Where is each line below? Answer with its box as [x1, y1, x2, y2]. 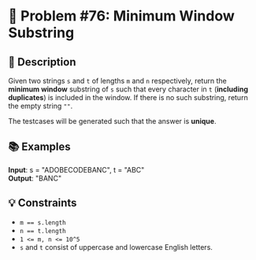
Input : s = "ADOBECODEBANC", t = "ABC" [8, 165, 145, 174]
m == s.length [19, 218, 66, 227]
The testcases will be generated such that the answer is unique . [8, 117, 217, 125]
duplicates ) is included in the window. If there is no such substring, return [8, 93, 248, 102]
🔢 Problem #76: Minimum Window [8, 7, 235, 25]
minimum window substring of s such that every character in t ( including [8, 84, 248, 94]
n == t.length [19, 227, 66, 235]
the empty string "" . [8, 102, 73, 110]
